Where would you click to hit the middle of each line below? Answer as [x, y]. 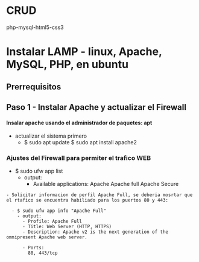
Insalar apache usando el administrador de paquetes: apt [79, 123]
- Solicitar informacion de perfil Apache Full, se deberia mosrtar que [99, 195]
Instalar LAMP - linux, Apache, [84, 52]
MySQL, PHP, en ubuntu [67, 65]
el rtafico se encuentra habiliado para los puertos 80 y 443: [87, 200]
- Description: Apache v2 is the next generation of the [95, 232]
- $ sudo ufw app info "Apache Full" [59, 211]
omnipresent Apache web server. [47, 237]
